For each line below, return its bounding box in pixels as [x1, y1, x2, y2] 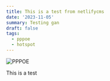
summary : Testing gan [6, 20, 60, 25]
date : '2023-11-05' [6, 14, 54, 20]
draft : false [6, 25, 38, 31]
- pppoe [11, 36, 31, 42]
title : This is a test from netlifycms [6, 8, 105, 15]
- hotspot [11, 42, 35, 48]
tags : [6, 31, 20, 37]
